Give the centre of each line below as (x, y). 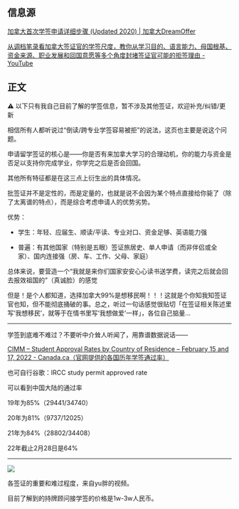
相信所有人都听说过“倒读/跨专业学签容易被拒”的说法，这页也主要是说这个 (114, 129)
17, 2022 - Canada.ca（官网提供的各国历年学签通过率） (88, 357)
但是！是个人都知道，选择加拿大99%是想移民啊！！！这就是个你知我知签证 (117, 295)
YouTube (20, 63)
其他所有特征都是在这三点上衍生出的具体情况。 (76, 178)
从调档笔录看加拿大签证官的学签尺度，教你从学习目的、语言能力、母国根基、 (119, 46)
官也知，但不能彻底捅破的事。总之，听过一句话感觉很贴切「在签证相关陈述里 (119, 304)
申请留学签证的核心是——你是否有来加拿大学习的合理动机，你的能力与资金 (116, 154)
